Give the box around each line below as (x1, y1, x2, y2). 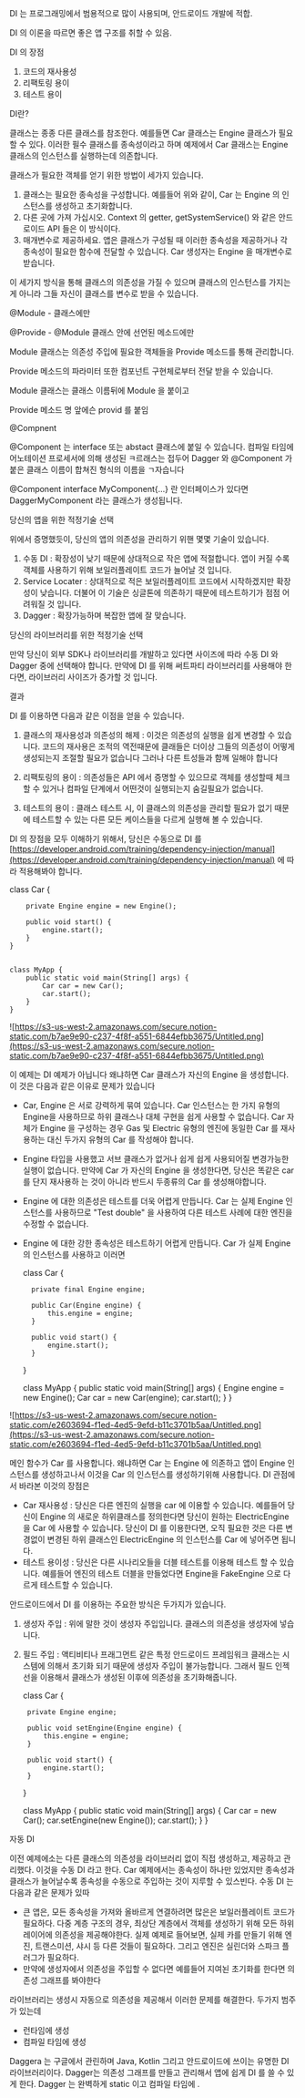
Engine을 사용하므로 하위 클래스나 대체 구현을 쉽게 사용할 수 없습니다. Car (22, 1111, 285, 1122)
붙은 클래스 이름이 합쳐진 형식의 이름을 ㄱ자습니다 (9, 464, 185, 475)
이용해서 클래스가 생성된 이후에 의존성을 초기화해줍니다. (39, 1671, 238, 1682)
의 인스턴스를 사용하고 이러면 (22, 1250, 126, 1260)
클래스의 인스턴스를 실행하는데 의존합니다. (9, 150, 158, 161)
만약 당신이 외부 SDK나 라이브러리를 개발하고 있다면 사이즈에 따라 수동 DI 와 (9, 649, 280, 659)
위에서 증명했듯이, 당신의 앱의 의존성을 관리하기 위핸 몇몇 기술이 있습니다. (9, 534, 269, 544)
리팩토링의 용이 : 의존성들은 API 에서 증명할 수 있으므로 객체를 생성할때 (22, 772, 274, 782)
